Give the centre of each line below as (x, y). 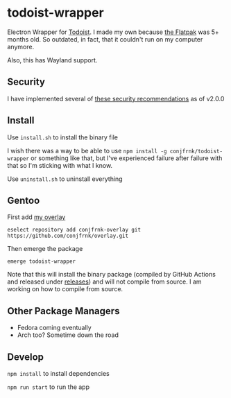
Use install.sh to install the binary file (62, 137)
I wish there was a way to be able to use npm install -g (87, 150)
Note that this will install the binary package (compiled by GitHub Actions (112, 275)
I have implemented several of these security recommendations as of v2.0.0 (116, 98)
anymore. (21, 46)
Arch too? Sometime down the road (68, 335)
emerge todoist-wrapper (42, 261)
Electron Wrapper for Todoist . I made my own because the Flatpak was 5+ (113, 32)
